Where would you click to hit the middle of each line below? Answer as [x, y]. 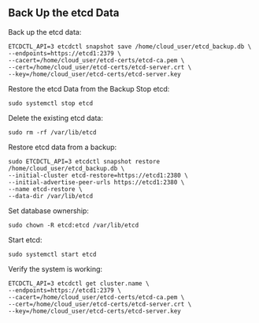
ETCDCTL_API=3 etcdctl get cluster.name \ [79, 284]
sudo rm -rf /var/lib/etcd [52, 132]
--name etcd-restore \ [45, 189]
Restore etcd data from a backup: [63, 147]
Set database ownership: [48, 210]
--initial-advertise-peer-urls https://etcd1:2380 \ [96, 182]
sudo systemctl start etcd [52, 254]
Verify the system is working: [55, 269]
